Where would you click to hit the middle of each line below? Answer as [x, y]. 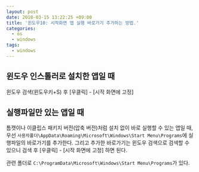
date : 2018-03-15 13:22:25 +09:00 [49, 17]
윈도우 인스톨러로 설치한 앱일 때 [61, 76]
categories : [21, 28]
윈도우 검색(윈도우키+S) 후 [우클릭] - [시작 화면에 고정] [70, 92]
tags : [13, 45]
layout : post [22, 12]
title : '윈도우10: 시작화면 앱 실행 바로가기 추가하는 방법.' [73, 23]
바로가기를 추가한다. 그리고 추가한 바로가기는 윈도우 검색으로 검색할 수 [108, 143]
